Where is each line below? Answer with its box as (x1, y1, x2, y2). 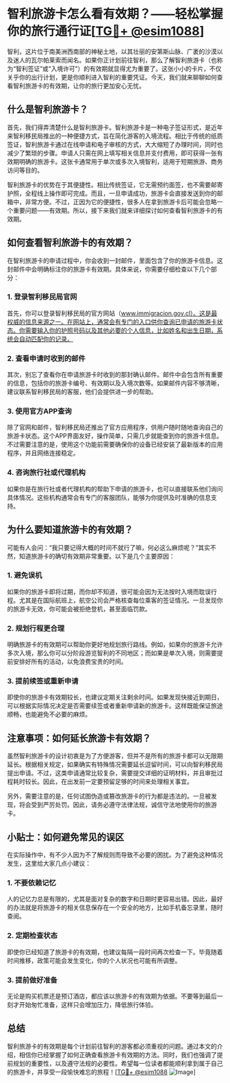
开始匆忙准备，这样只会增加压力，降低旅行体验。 (18, 1000, 157, 1008)
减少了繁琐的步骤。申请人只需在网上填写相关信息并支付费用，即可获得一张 (7, 149, 217, 157)
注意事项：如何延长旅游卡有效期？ (7, 732, 151, 744)
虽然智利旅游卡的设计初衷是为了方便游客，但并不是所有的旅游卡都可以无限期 (7, 752, 223, 760)
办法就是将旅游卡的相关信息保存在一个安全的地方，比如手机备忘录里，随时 (12, 903, 223, 912)
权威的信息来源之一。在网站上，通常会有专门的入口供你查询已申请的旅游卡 (7, 317, 217, 326)
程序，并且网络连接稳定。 (7, 449, 79, 457)
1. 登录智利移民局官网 (7, 292, 77, 302)
